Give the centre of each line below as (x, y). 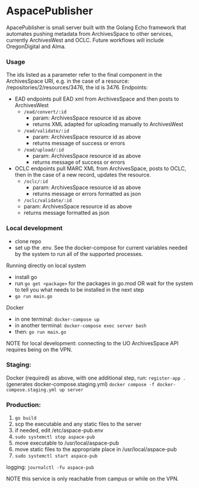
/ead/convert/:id (45, 112)
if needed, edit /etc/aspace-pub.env (59, 430)
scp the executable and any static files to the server (78, 424)
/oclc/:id (36, 182)
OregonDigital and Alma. (36, 46)
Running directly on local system (46, 265)
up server (71, 390)
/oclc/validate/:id (48, 201)
